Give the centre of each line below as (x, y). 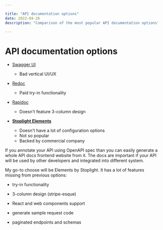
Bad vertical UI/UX (38, 74)
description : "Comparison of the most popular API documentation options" (82, 23)
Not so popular (34, 136)
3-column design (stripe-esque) (44, 194)
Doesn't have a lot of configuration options (62, 131)
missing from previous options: (36, 175)
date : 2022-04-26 (23, 18)
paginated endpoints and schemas (47, 222)
